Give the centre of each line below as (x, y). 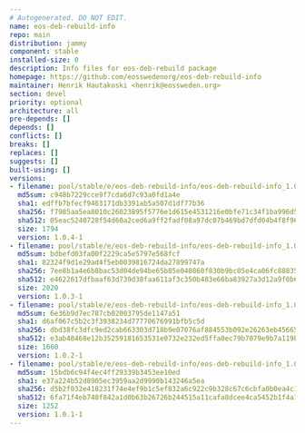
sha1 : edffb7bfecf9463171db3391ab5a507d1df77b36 (111, 204)
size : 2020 (38, 288)
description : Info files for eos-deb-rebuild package (113, 69)
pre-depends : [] (40, 119)
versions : (28, 178)
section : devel (38, 93)
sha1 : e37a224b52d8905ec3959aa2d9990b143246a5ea (111, 381)
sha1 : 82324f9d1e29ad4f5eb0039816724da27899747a (111, 263)
